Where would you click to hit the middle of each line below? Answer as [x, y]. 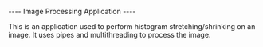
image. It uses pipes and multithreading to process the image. [110, 35]
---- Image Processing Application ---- [72, 11]
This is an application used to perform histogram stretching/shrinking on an [132, 26]
